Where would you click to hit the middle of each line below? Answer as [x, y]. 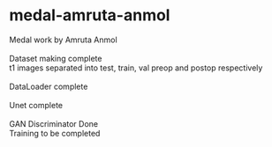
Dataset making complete [56, 58]
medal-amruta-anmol [90, 15]
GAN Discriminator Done [54, 123]
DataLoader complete [49, 86]
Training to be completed [55, 133]
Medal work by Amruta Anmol [63, 40]
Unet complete [36, 105]
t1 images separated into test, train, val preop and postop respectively [136, 68]
